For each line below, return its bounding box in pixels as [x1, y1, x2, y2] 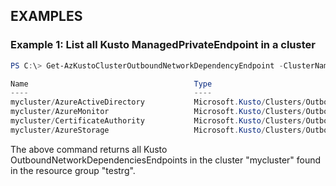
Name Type [10, 79, 213, 89]
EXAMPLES [10, 8, 83, 25]
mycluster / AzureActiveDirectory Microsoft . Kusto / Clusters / [10, 97, 307, 108]
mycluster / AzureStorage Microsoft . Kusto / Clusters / [10, 125, 307, 135]
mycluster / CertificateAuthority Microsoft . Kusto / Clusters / [10, 116, 307, 126]
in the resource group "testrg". [10, 164, 136, 176]
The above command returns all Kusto [10, 143, 168, 155]
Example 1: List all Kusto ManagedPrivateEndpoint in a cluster [10, 38, 316, 52]
